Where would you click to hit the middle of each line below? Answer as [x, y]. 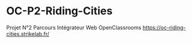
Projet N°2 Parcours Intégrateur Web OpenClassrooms [74, 27]
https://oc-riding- [164, 27]
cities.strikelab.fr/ [28, 33]
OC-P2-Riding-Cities [60, 11]
